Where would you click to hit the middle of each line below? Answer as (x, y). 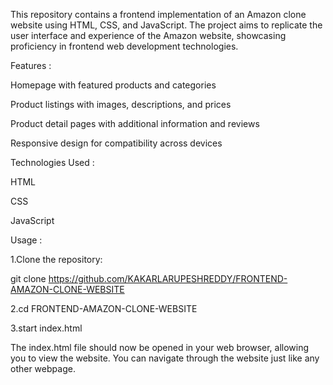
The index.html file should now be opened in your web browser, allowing (160, 347)
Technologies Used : (52, 162)
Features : (31, 65)
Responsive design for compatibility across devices (116, 143)
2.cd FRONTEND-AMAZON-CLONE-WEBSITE (104, 308)
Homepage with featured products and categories (113, 85)
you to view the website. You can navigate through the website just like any (165, 358)
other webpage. (43, 368)
